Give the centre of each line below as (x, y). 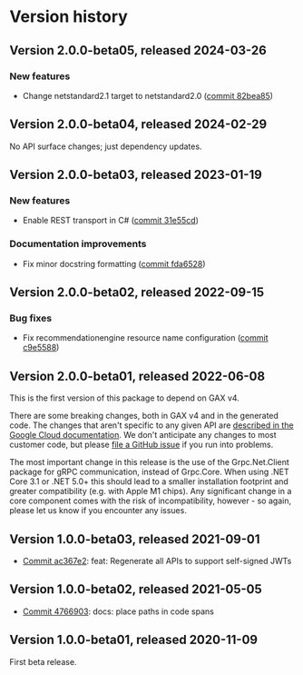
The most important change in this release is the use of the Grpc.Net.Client (150, 462)
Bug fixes (31, 318)
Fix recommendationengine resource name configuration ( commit (145, 338)
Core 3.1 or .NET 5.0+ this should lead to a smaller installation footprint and (149, 481)
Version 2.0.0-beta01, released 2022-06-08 (137, 376)
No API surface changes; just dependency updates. (106, 146)
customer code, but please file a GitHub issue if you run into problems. (142, 445)
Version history (69, 17)
